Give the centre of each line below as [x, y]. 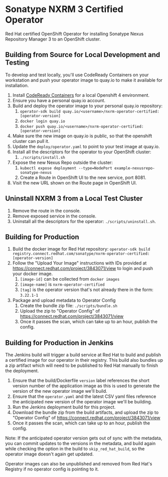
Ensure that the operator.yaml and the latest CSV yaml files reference [84, 396]
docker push [32, 126]
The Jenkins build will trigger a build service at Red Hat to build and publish [83, 355]
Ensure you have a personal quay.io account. [59, 100]
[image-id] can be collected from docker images [70, 279]
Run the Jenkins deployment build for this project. [64, 407]
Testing [17, 63]
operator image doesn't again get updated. [49, 454]
